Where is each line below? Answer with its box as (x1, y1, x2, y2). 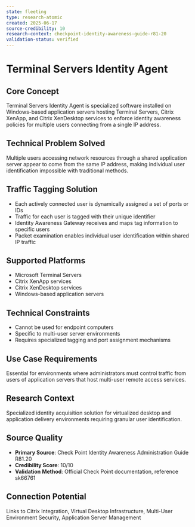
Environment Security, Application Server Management (6, 514, 141, 521)
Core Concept (6, 86, 60, 96)
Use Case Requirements (6, 354, 98, 364)
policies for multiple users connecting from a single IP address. (6, 121, 161, 128)
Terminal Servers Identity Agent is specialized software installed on (6, 102, 172, 109)
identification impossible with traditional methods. (6, 167, 129, 174)
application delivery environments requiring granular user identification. (6, 415, 182, 422)
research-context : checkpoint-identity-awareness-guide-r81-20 (6, 31, 167, 37)
